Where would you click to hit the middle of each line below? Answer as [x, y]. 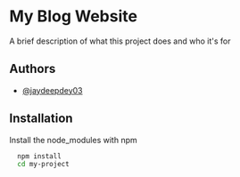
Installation [41, 119]
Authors [33, 69]
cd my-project [43, 165]
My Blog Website [74, 16]
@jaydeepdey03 [52, 90]
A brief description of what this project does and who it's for [120, 41]
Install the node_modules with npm [74, 140]
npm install [40, 156]
